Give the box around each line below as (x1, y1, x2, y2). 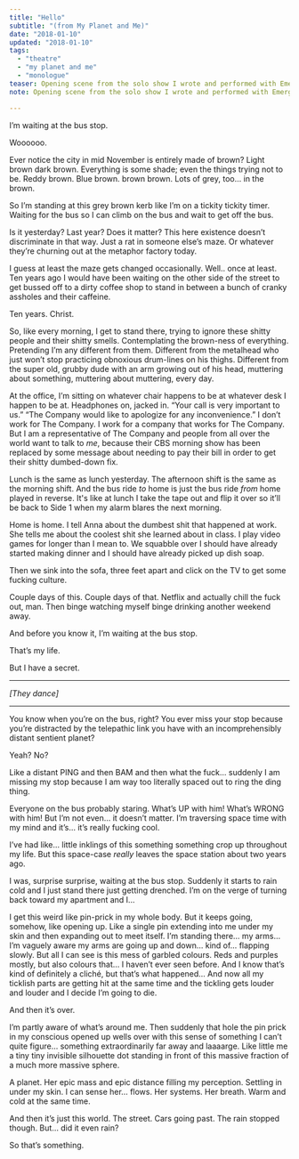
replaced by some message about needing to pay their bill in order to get (9, 447, 277, 458)
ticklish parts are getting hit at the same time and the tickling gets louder (9, 977, 274, 988)
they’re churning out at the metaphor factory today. (9, 246, 198, 256)
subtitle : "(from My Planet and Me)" (9, 21, 149, 30)
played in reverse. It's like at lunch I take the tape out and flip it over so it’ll (9, 492, 281, 503)
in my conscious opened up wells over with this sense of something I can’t (9, 1031, 282, 1041)
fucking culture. (9, 574, 68, 585)
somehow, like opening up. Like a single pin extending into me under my (9, 920, 274, 931)
